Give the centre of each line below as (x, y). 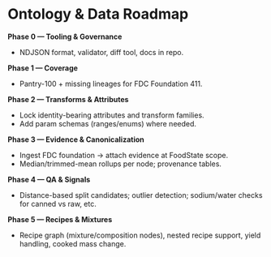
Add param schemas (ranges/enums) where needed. (108, 123)
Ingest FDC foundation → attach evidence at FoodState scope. (124, 155)
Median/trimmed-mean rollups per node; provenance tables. (120, 164)
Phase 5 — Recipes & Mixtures (60, 219)
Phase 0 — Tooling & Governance (65, 36)
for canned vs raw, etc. (58, 203)
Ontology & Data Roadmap (98, 14)
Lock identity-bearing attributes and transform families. (112, 115)
